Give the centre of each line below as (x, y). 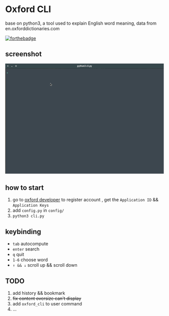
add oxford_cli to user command (47, 304)
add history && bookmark (39, 293)
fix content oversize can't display (47, 298)
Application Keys (31, 206)
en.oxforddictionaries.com (32, 28)
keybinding (23, 232)
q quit (18, 255)
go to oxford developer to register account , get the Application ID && (86, 200)
